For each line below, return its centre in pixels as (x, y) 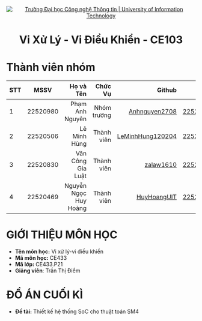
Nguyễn (75, 186)
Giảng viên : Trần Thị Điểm (47, 271)
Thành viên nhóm (51, 67)
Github (167, 90)
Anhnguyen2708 (153, 112)
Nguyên (75, 119)
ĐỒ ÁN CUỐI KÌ (44, 295)
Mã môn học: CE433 (41, 258)
